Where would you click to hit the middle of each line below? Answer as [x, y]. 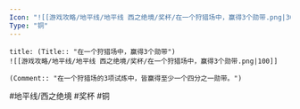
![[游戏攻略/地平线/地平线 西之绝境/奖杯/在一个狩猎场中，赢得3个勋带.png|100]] [144, 61]
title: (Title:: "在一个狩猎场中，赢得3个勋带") [92, 51]
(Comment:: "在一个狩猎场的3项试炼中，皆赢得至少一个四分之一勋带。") [126, 78]
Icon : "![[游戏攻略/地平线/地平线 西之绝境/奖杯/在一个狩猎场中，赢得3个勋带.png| [148, 17]
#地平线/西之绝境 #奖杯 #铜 [59, 96]
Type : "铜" [29, 26]
